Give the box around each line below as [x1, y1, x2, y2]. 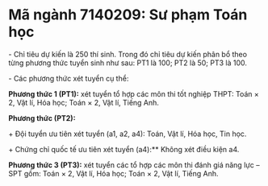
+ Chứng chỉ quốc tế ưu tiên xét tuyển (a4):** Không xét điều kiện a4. [8, 144, 240, 154]
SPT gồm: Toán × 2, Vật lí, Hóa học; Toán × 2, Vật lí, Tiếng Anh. [8, 168, 219, 178]
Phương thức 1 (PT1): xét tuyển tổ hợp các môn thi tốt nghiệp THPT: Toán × [8, 89, 260, 98]
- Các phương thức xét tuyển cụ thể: [8, 73, 129, 83]
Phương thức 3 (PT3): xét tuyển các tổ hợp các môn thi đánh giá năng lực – [8, 159, 260, 170]
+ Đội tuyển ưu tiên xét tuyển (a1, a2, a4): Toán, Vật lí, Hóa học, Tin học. [8, 129, 247, 138]
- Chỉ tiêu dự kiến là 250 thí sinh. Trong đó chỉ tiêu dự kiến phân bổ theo [8, 49, 248, 59]
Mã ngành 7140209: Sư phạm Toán [8, 6, 248, 24]
